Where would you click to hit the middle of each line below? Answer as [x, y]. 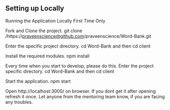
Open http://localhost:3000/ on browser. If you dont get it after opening [81, 91]
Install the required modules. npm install [47, 56]
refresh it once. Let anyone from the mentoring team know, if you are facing [85, 96]
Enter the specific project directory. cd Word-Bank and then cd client [78, 46]
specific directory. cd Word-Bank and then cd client [60, 71]
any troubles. [19, 102]
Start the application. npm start [38, 81]
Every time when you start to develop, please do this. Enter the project [80, 65]
